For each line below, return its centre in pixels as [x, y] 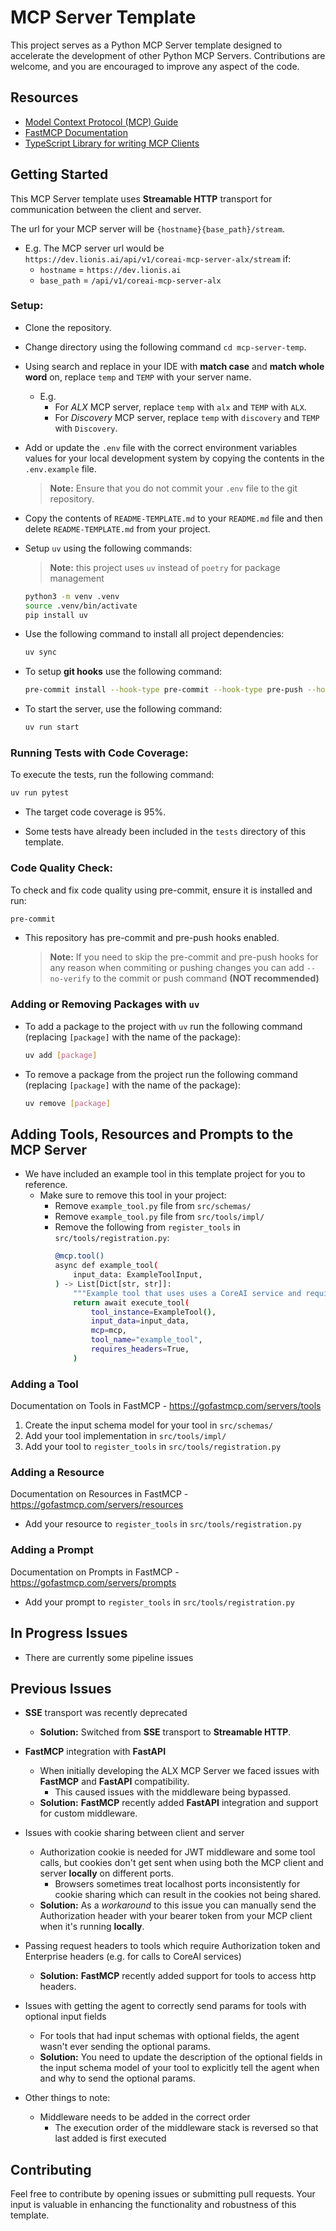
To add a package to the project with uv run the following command [163, 1026]
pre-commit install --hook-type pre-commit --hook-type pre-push [163, 690]
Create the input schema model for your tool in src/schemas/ [149, 1425]
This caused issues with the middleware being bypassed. [173, 1792]
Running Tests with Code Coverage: [99, 753]
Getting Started [59, 174]
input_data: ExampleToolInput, [138, 1275]
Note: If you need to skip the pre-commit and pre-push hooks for [184, 957]
